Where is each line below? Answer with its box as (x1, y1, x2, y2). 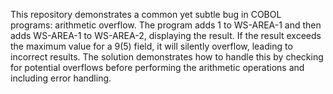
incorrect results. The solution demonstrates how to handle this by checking (10, 51, 324, 63)
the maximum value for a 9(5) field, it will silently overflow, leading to (10, 40, 293, 52)
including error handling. (10, 72, 112, 84)
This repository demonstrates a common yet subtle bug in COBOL (10, 9, 282, 20)
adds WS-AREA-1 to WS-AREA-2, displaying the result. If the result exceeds (10, 30, 322, 41)
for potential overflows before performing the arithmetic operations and (10, 62, 305, 73)
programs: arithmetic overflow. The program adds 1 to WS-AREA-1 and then (10, 19, 322, 31)
